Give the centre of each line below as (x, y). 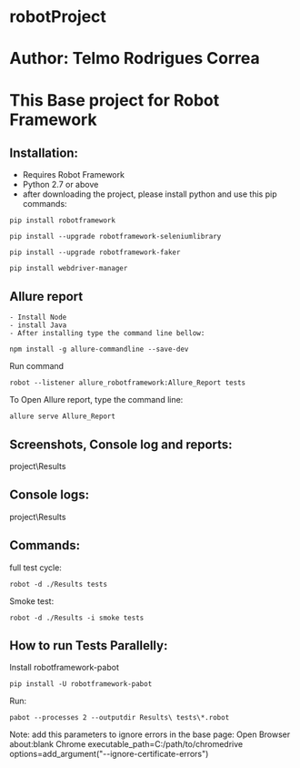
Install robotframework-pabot (65, 668)
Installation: (44, 153)
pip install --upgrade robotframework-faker (95, 252)
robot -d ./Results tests (58, 584)
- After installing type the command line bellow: (107, 333)
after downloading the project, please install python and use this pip (150, 194)
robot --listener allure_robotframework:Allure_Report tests (128, 383)
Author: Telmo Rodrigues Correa (135, 59)
